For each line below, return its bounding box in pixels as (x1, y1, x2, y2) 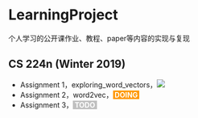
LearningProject (8, 6, 118, 24)
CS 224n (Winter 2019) (8, 57, 126, 71)
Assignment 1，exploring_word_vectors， (19, 79, 158, 90)
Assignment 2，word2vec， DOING (19, 90, 138, 99)
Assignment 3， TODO (19, 99, 96, 110)
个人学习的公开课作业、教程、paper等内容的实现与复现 (8, 33, 191, 43)
